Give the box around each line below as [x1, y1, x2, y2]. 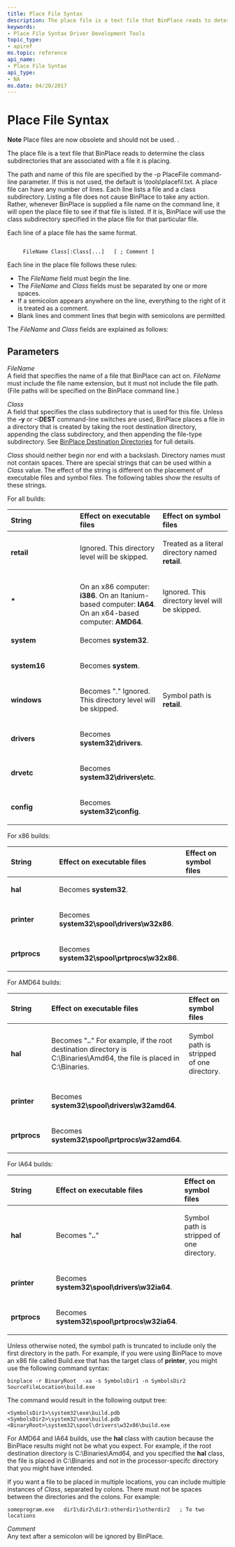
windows [10, 695, 42, 704]
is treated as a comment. [17, 304, 90, 312]
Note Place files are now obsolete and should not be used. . [7, 136, 180, 144]
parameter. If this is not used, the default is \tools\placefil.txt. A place [19, 178, 218, 186]
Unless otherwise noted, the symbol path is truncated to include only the [7, 1342, 217, 1350]
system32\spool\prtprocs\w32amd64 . [51, 1135, 182, 1145]
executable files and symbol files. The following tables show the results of [7, 473, 220, 482]
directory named [162, 548, 217, 557]
